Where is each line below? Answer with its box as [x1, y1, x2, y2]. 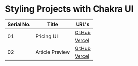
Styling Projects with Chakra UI [5, 3, 134, 15]
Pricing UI [35, 33, 58, 40]
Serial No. [7, 21, 31, 28]
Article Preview [35, 49, 70, 55]
